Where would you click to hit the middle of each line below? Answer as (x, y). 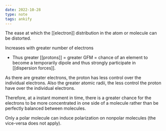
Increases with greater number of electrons (50, 48)
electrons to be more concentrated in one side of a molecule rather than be (82, 103)
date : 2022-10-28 (23, 10)
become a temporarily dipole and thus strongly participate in (74, 63)
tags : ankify (19, 19)
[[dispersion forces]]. (34, 68)
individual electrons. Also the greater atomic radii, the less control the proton (83, 83)
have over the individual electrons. (40, 88)
